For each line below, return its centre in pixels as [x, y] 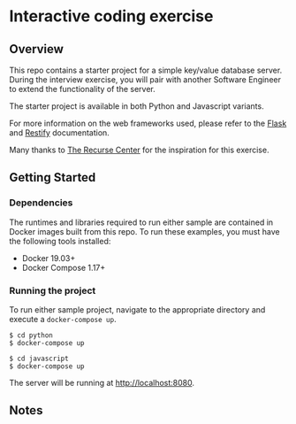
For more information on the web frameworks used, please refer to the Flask [148, 123]
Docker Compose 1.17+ [64, 267]
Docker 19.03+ [49, 258]
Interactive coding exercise [111, 16]
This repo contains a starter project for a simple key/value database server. [146, 70]
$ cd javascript [39, 358]
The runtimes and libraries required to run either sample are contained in [141, 222]
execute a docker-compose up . [63, 319]
